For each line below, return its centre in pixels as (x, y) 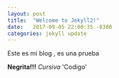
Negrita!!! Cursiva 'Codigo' (47, 67)
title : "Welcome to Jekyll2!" (53, 20)
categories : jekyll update (47, 33)
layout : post (27, 14)
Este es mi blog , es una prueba (53, 53)
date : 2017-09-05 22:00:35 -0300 (60, 27)
